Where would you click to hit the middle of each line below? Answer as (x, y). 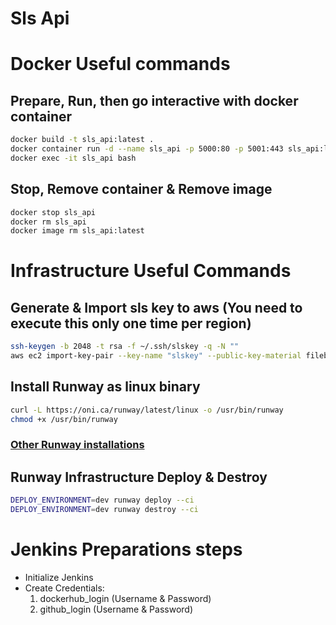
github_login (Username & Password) (116, 609)
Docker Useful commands (120, 64)
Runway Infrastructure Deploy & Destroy (139, 477)
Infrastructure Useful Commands (151, 271)
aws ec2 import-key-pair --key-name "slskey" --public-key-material (156, 356)
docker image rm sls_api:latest (77, 231)
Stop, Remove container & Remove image (141, 189)
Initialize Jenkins (59, 577)
